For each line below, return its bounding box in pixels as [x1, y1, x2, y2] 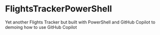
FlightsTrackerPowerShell [5, 3, 113, 14]
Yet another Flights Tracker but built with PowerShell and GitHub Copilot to [5, 19, 156, 25]
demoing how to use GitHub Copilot [5, 24, 77, 30]
